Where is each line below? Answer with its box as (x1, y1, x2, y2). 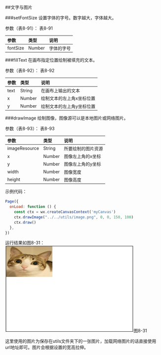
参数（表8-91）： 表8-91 (5, 25, 53, 31)
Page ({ (5, 199, 19, 204)
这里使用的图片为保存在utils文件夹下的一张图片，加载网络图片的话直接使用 (5, 338, 157, 344)
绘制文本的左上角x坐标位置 (41, 95, 95, 101)
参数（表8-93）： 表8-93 (5, 125, 55, 131)
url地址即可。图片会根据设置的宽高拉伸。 (5, 345, 89, 351)
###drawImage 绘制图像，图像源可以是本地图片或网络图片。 (5, 115, 128, 121)
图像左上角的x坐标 (64, 154, 101, 159)
